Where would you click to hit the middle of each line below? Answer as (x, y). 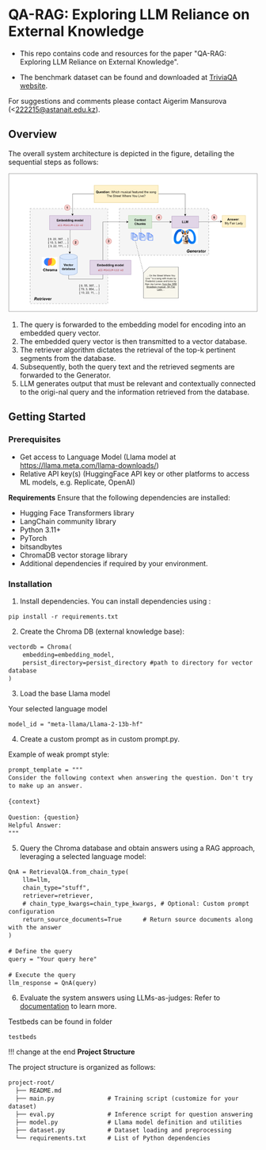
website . (34, 86)
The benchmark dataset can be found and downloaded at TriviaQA (128, 77)
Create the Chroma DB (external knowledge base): (102, 631)
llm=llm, (37, 880)
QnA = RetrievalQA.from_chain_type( (68, 872)
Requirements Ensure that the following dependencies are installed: (120, 497)
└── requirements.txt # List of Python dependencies (113, 1138)
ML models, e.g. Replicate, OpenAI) (78, 482)
